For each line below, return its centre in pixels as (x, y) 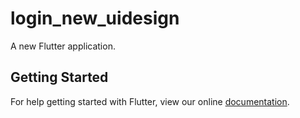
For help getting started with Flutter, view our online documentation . (150, 101)
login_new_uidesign (95, 18)
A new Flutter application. (63, 46)
